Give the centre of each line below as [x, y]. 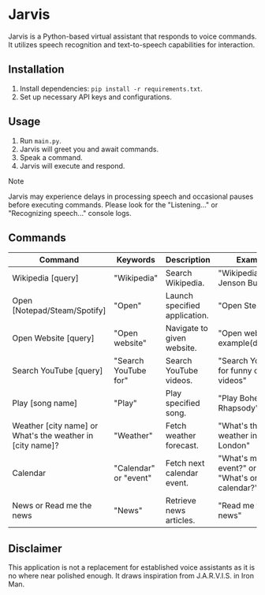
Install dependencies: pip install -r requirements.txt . [111, 88]
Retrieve [181, 500]
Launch [179, 296]
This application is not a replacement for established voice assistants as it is [131, 567]
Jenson [232, 283]
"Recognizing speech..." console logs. [70, 213]
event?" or [237, 468]
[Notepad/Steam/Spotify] [59, 311]
